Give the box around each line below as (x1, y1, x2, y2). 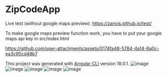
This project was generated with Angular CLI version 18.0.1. (5, 60, 130, 66)
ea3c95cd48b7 (5, 51, 38, 57)
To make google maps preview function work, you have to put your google (5, 30, 162, 36)
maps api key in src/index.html (5, 35, 70, 42)
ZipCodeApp (5, 4, 60, 15)
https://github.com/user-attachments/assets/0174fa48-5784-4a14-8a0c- (5, 45, 159, 51)
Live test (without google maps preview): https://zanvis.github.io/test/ (5, 20, 152, 26)
